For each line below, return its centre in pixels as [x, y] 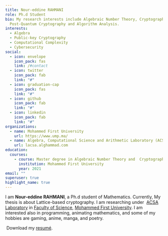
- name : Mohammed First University [47, 131]
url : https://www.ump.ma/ [41, 136]
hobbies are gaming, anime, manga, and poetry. [54, 218]
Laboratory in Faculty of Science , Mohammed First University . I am [74, 207]
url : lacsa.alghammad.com [41, 145]
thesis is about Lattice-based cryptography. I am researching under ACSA [82, 202]
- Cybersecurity [26, 47]
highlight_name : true [28, 183]
